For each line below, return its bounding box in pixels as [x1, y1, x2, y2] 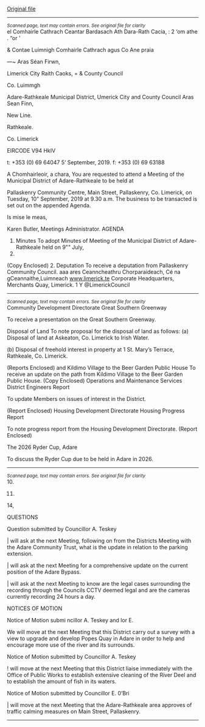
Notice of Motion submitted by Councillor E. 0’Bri [7, 690, 130, 697]
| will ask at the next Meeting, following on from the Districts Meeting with [7, 537, 192, 544]
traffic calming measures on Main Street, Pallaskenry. [7, 708, 141, 715]
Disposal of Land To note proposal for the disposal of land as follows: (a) [7, 328, 189, 335]
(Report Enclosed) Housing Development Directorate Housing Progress [7, 407, 185, 414]
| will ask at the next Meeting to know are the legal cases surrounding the [7, 580, 191, 587]
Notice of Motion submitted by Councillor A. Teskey [7, 653, 136, 660]
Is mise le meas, [7, 214, 47, 221]
